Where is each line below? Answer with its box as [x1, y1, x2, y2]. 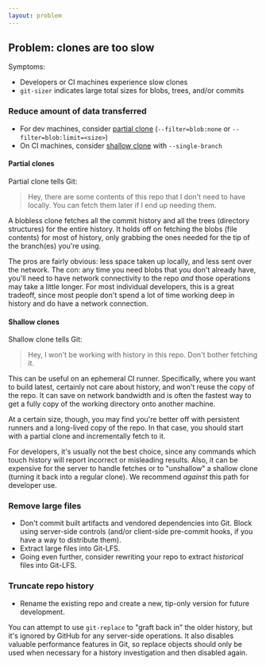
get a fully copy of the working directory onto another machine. [8, 399, 216, 409]
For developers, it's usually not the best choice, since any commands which [8, 447, 256, 457]
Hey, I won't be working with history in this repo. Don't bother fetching [27, 350, 258, 360]
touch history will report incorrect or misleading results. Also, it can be [8, 455, 238, 465]
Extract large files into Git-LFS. [19, 543, 121, 553]
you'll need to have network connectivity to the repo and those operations [8, 273, 251, 283]
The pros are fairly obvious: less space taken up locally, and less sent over [8, 256, 253, 266]
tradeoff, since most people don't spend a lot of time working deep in [8, 290, 235, 300]
